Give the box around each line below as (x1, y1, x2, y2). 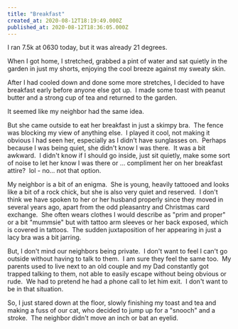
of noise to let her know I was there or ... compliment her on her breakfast (7, 159, 223, 167)
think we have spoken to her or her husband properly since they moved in (7, 195, 224, 204)
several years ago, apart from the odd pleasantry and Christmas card (7, 203, 210, 211)
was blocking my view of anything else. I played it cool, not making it (7, 129, 210, 137)
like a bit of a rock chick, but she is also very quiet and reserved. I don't (7, 188, 218, 197)
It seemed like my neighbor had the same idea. (7, 108, 144, 116)
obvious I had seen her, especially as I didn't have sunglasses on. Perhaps (7, 136, 227, 145)
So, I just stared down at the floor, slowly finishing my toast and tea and (7, 298, 217, 307)
